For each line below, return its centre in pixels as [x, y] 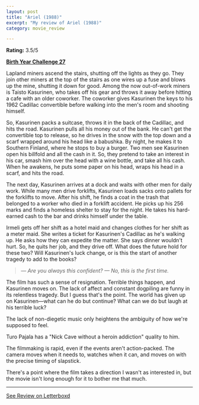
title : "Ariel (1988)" [34, 17]
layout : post [22, 12]
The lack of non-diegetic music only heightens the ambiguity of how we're [97, 319]
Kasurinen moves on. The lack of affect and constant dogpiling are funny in [98, 289]
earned [15, 216]
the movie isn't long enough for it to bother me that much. [76, 379]
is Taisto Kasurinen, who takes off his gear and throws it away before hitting [99, 92]
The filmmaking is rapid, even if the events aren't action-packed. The [90, 349]
